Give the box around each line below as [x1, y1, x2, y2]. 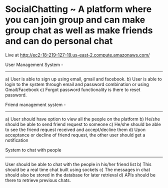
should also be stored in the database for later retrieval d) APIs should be [5, 171, 156, 178]
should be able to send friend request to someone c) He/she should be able [5, 121, 161, 127]
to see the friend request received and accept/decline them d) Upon [5, 126, 146, 132]
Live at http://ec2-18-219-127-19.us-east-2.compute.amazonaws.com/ [5, 51, 150, 58]
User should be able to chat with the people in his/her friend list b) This [5, 161, 151, 167]
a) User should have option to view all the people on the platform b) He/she [5, 116, 160, 122]
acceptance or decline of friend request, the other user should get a [5, 131, 145, 138]
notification [5, 137, 28, 143]
